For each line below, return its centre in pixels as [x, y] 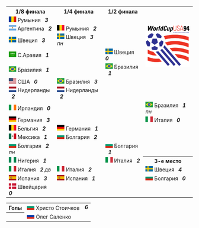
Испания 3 [32, 178]
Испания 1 [81, 178]
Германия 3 [34, 120]
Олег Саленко [54, 217]
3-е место [168, 161]
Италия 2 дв [34, 170]
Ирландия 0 [34, 108]
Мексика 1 [32, 137]
